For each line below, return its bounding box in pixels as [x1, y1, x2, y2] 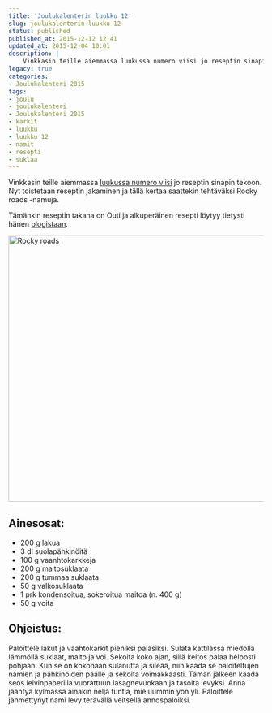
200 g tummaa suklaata [19, 573, 100, 582]
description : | [8, 50, 60, 58]
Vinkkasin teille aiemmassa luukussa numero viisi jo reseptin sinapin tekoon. [8, 178, 262, 188]
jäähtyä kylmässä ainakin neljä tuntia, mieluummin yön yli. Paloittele [8, 686, 233, 696]
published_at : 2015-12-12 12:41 [8, 34, 117, 43]
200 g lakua [19, 538, 61, 548]
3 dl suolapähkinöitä [19, 547, 88, 556]
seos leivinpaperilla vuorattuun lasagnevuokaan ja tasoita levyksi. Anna [8, 677, 246, 687]
